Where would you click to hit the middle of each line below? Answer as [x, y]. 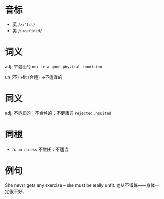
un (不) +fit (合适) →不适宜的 [34, 77]
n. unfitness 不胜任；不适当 [40, 149]
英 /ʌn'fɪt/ [24, 24]
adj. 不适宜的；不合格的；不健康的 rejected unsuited [58, 113]
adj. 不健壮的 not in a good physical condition [54, 66]
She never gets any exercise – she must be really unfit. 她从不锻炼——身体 [80, 185]
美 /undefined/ [27, 30]
